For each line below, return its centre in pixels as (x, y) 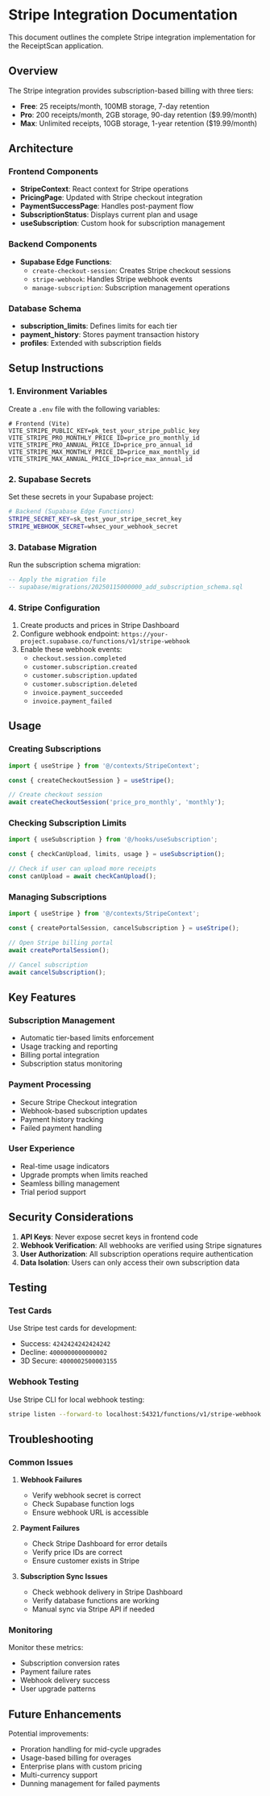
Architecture (41, 149)
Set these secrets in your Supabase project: (81, 497)
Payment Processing (50, 1084)
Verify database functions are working (96, 1601)
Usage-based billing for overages (75, 1758)
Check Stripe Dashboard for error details (100, 1544)
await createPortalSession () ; (59, 950)
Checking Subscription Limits (68, 823)
